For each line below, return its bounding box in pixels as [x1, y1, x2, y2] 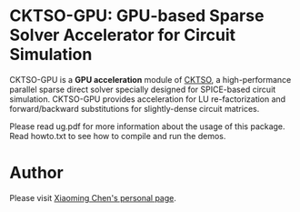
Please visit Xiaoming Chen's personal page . [9, 192, 177, 203]
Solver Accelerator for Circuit [9, 25, 236, 45]
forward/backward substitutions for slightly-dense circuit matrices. [9, 103, 260, 114]
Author [9, 163, 64, 183]
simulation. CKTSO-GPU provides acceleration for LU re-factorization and [9, 93, 286, 105]
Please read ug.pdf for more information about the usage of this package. [9, 120, 285, 132]
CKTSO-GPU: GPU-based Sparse [9, 5, 265, 26]
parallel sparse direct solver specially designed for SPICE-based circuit [9, 84, 276, 95]
